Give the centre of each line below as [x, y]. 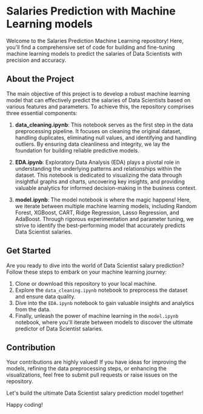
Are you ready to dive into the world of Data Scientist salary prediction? [95, 265]
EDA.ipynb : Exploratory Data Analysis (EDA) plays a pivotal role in [97, 162]
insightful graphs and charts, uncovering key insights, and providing [100, 181]
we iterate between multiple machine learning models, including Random [106, 206]
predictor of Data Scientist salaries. [59, 329]
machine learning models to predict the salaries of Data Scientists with [95, 53]
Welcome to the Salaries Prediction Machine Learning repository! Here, [95, 41]
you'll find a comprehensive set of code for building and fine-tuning [91, 47]
